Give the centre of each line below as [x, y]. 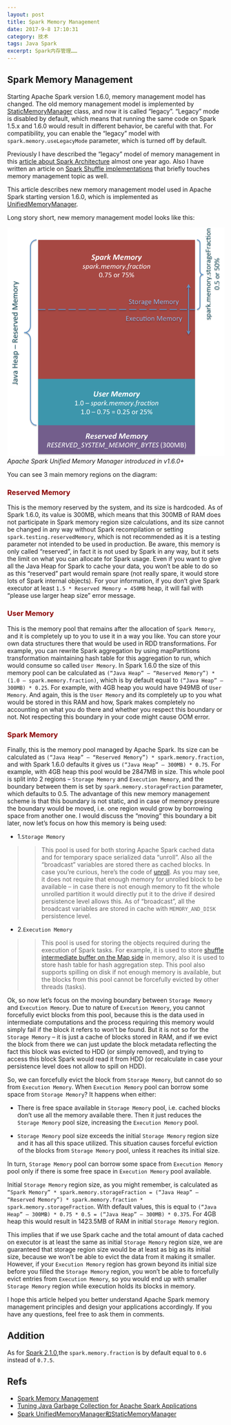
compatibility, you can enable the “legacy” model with [84, 133]
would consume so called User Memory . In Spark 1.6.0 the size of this [104, 665]
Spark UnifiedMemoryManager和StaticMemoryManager [97, 1414]
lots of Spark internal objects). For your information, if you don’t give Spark [113, 581]
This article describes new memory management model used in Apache [109, 189]
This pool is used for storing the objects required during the [126, 943]
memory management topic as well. [58, 176]
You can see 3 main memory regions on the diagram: [82, 475]
